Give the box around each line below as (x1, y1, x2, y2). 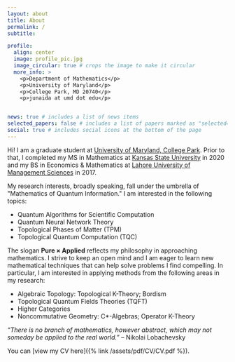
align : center (13, 49, 55, 56)
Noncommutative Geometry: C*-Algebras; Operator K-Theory (17, 311, 196, 320)
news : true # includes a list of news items (7, 114, 139, 121)
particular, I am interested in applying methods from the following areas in (7, 268, 220, 277)
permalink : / (7, 23, 45, 30)
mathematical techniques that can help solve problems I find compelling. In (7, 261, 224, 269)
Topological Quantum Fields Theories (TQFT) (17, 297, 148, 305)
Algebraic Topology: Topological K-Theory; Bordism (17, 289, 166, 298)
